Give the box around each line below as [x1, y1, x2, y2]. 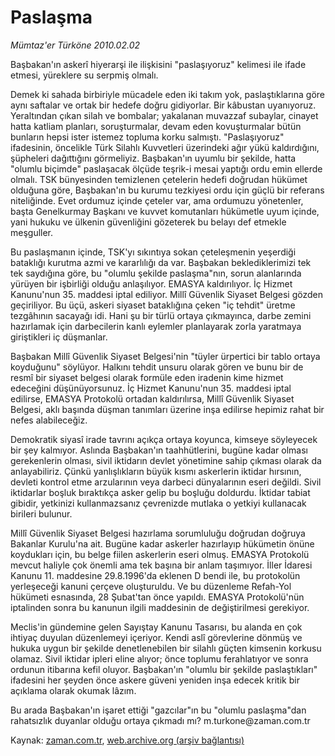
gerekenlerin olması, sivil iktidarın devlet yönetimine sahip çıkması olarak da [10, 454, 322, 466]
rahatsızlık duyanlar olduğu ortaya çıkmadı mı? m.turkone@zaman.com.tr [10, 714, 311, 726]
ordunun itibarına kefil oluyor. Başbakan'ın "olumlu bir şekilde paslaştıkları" [10, 663, 318, 675]
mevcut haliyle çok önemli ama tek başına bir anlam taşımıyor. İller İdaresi [10, 559, 313, 571]
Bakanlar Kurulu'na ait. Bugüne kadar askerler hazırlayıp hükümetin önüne [10, 537, 315, 550]
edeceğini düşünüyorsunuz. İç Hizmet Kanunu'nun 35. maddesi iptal [10, 382, 292, 394]
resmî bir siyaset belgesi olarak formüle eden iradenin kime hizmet [10, 371, 284, 383]
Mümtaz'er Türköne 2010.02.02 [10, 39, 141, 51]
